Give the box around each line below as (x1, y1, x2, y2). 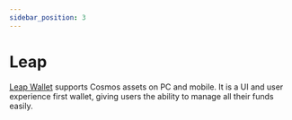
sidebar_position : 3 (9, 13, 87, 22)
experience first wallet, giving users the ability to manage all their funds (9, 90, 274, 101)
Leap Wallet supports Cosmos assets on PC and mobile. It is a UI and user (9, 81, 284, 92)
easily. (9, 100, 33, 111)
